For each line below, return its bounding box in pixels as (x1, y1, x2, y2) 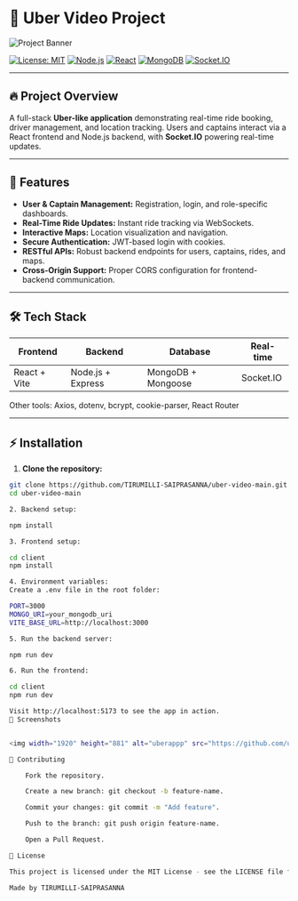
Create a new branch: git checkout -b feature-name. (25, 787, 224, 796)
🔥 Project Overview (9, 89, 119, 104)
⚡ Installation (9, 435, 83, 450)
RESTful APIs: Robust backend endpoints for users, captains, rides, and (21, 245, 286, 256)
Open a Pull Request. (25, 835, 105, 844)
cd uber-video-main (9, 489, 82, 498)
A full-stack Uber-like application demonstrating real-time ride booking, (9, 112, 273, 123)
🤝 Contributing (9, 755, 66, 764)
